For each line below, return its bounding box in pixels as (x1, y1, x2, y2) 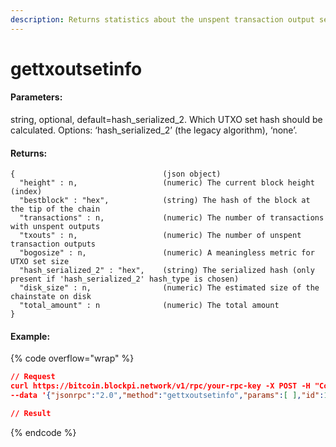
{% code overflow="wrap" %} (10, 352, 135, 365)
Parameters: (10, 91, 63, 103)
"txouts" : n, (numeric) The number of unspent (19, 231, 302, 241)
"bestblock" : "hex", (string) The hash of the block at (19, 196, 311, 206)
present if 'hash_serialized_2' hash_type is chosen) (10, 274, 240, 285)
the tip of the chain (10, 204, 101, 215)
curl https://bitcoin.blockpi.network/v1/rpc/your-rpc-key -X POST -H (10, 381, 311, 391)
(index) (10, 187, 43, 197)
